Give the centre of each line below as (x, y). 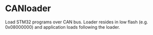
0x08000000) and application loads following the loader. (63, 27)
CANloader (28, 9)
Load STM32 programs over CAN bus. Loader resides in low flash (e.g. (76, 22)
